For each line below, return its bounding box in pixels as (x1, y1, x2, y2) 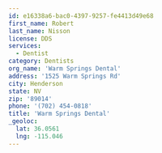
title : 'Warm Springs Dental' (8, 110, 111, 118)
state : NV (8, 87, 42, 96)
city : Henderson (8, 79, 63, 87)
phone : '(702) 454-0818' (8, 102, 92, 110)
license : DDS (8, 34, 53, 43)
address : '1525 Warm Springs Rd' (8, 72, 122, 80)
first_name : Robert (8, 19, 75, 28)
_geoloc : (8, 117, 38, 125)
